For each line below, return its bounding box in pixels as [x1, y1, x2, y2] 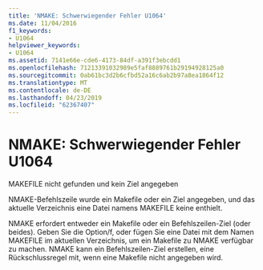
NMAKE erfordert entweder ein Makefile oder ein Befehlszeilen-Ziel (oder [8, 219, 251, 228]
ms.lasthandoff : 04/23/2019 [8, 94, 103, 102]
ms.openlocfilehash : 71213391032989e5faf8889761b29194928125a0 [8, 64, 225, 72]
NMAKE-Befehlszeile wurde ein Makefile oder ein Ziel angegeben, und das [8, 195, 255, 204]
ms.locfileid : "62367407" [8, 101, 95, 109]
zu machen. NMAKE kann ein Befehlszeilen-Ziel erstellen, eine [8, 244, 215, 254]
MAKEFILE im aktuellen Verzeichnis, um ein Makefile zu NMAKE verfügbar [8, 236, 254, 245]
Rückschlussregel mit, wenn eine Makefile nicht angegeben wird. [8, 253, 223, 263]
